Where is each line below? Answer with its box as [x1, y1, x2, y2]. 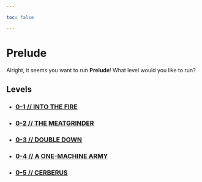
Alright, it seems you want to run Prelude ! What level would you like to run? [6, 66, 196, 74]
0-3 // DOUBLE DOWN [15, 135, 83, 144]
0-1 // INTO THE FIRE [15, 102, 78, 111]
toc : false [6, 14, 34, 20]
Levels [6, 84, 32, 94]
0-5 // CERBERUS [15, 168, 69, 176]
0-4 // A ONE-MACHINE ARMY [15, 151, 108, 160]
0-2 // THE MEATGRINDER [15, 119, 94, 127]
